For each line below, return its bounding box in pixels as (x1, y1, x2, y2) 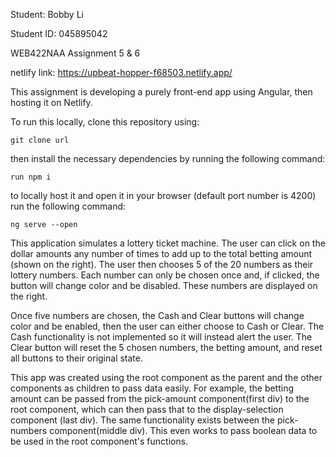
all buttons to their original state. (10, 352, 144, 364)
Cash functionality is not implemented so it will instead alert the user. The (10, 331, 313, 343)
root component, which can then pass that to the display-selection (10, 404, 284, 415)
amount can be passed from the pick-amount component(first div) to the (10, 393, 310, 404)
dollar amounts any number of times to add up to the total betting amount (10, 248, 313, 259)
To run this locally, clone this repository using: (10, 116, 200, 128)
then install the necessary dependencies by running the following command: (10, 153, 326, 164)
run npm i (10, 172, 52, 182)
